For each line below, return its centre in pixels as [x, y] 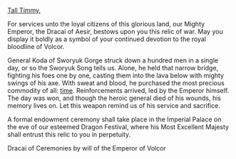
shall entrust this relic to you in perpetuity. [69, 135]
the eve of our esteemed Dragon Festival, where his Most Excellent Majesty [118, 127]
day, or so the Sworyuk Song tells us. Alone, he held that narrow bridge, [113, 68]
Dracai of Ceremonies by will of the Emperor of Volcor [87, 148]
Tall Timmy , [24, 10]
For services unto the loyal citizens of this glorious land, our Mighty [106, 24]
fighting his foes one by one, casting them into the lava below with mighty [116, 75]
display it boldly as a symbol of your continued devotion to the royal [107, 39]
